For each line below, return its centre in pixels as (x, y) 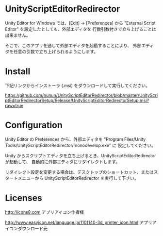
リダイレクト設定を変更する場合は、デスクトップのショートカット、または (79, 172)
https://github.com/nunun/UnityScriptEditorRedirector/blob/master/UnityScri (81, 95)
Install (18, 72)
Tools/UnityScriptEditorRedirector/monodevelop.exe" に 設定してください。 (81, 145)
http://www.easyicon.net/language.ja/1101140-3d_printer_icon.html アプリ (79, 222)
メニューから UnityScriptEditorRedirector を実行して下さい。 (78, 178)
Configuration (34, 125)
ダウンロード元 (33, 228)
